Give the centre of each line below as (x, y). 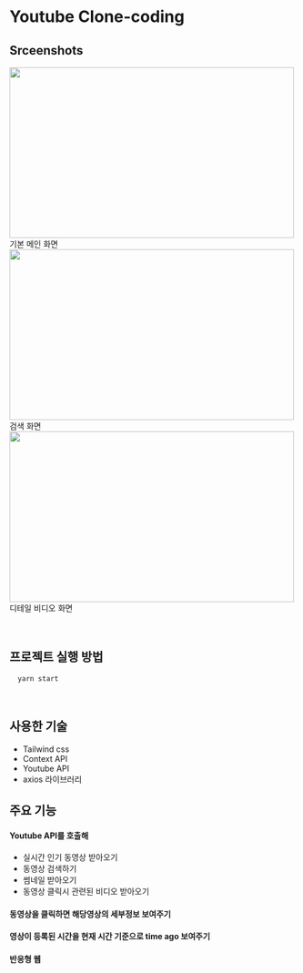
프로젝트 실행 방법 (56, 657)
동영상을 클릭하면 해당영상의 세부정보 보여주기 (90, 914)
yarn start (38, 679)
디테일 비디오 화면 (41, 608)
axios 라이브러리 (52, 779)
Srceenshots (46, 51)
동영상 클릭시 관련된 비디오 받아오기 (86, 892)
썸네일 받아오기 (50, 880)
